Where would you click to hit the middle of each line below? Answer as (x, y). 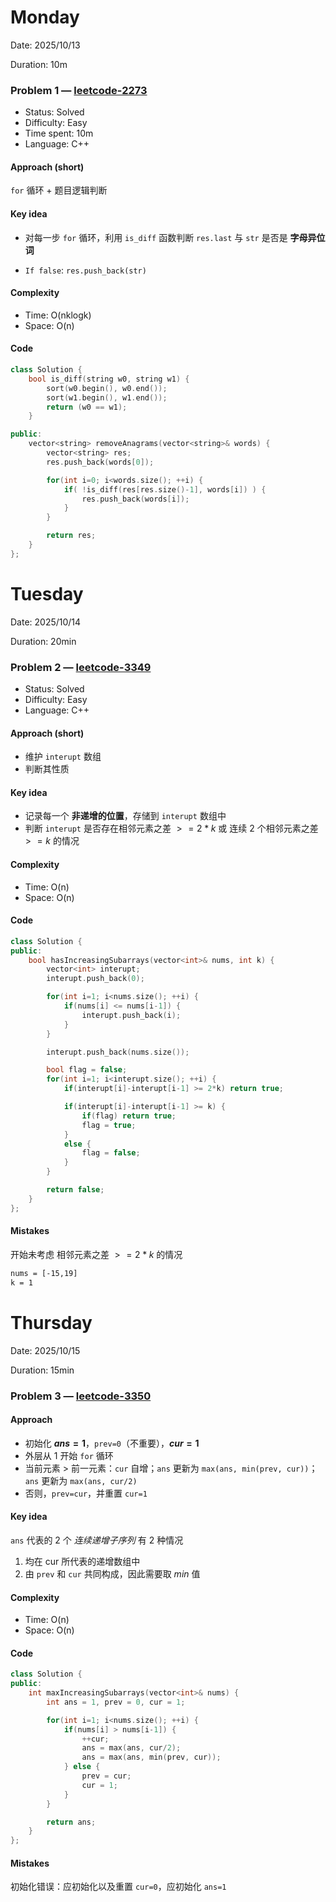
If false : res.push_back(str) (85, 270)
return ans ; (71, 1822)
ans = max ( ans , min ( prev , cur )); (151, 1757)
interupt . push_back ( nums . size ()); (118, 1052)
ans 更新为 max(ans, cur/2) (81, 1480)
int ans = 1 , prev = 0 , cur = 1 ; (116, 1702)
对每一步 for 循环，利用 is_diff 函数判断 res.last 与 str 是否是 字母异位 (175, 237)
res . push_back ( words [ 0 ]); (100, 462)
